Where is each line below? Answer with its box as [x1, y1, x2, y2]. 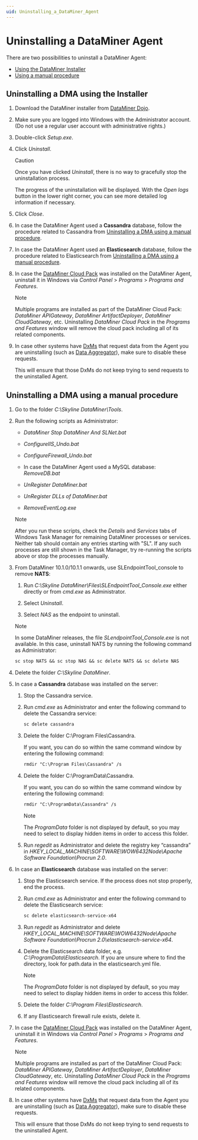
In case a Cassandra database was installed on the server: [14, 680, 158, 688]
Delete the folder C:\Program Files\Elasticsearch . [23, 1001, 143, 1008]
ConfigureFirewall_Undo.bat [23, 452, 92, 459]
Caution [14, 157, 34, 164]
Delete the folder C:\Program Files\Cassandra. [23, 731, 136, 739]
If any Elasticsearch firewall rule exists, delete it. [23, 1012, 141, 1019]
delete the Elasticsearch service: [23, 901, 103, 908]
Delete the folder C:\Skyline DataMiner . [14, 669, 111, 676]
